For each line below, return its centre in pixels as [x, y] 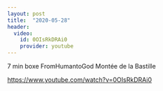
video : [23, 33]
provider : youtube [47, 46]
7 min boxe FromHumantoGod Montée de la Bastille [81, 66]
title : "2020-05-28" [39, 20]
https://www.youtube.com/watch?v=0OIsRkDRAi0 [80, 80]
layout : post [26, 14]
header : [19, 27]
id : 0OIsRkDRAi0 [44, 40]
